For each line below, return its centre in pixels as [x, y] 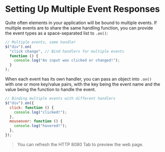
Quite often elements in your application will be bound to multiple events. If [81, 23]
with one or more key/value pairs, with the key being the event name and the [83, 84]
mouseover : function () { [36, 122]
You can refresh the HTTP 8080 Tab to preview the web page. [80, 144]
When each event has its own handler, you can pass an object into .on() [78, 79]
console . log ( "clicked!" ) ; [41, 112]
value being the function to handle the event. [50, 90]
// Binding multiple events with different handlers [60, 99]
